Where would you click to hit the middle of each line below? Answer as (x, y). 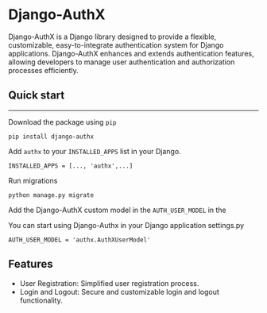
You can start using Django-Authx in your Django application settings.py (126, 225)
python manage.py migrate (51, 195)
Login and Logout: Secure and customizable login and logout (120, 292)
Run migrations (33, 180)
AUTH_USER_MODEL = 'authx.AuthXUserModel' (79, 240)
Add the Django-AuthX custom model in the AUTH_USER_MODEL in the (117, 210)
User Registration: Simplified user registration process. (109, 283)
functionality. (41, 300)
